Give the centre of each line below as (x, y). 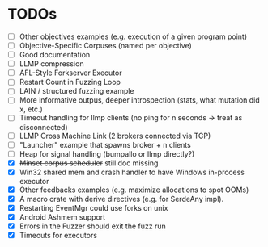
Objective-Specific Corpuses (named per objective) (105, 46)
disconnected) (43, 127)
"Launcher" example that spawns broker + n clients (105, 144)
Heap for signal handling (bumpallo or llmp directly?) (107, 153)
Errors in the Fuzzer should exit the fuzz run (93, 226)
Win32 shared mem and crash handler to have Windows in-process (132, 172)
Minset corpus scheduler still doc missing (89, 163)
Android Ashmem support (62, 217)
